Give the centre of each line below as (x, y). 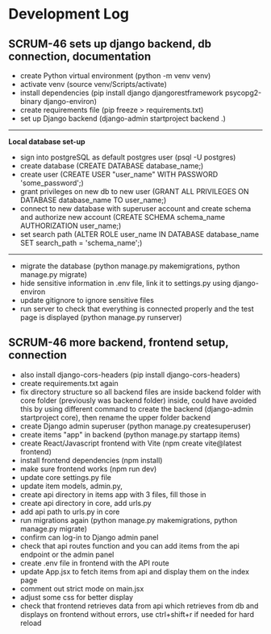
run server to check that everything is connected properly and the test (137, 309)
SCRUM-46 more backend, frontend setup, (119, 343)
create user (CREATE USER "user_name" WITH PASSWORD (119, 174)
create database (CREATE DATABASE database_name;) (112, 166)
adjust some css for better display (77, 597)
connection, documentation (80, 56)
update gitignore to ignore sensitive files (87, 300)
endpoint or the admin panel (67, 554)
